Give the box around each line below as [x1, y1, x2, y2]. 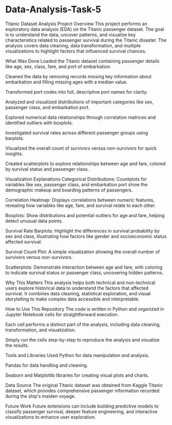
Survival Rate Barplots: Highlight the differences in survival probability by [5, 227, 160, 234]
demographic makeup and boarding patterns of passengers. [5, 187, 133, 193]
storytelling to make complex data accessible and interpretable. [5, 296, 140, 302]
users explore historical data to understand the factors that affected [5, 285, 149, 291]
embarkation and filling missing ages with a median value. [5, 79, 128, 85]
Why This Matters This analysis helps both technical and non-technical [5, 279, 156, 286]
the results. [5, 342, 29, 348]
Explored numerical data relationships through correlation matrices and [5, 114, 156, 120]
